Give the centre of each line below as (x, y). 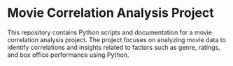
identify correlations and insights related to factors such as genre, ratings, (114, 47)
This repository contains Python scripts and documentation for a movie (110, 32)
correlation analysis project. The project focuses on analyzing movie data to (116, 39)
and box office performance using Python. (68, 55)
